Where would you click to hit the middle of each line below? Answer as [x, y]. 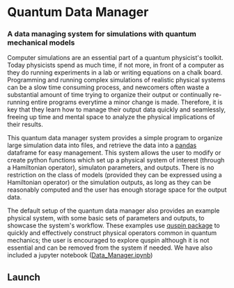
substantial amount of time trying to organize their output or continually [109, 95]
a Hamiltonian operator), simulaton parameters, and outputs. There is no [111, 167]
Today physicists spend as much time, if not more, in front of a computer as [116, 65]
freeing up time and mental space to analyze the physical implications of [111, 117]
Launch [24, 277]
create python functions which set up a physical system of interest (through [116, 160]
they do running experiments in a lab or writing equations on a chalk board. [115, 73]
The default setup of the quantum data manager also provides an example [114, 211]
